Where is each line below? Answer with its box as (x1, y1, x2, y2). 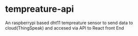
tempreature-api (5, 3, 74, 15)
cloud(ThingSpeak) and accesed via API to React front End (5, 25, 124, 31)
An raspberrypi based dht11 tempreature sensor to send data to (5, 20, 134, 26)
